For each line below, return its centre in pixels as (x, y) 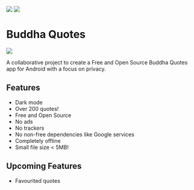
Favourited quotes (37, 180)
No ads (24, 121)
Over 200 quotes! (37, 109)
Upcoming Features (44, 166)
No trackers (30, 128)
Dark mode (29, 102)
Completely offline (38, 141)
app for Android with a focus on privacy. (56, 69)
